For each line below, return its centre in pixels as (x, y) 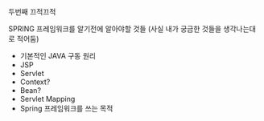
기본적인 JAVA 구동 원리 (58, 56)
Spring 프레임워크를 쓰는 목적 (66, 108)
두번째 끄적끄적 (32, 12)
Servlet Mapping (47, 99)
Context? (35, 82)
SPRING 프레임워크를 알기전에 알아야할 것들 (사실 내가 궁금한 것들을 (115, 29)
